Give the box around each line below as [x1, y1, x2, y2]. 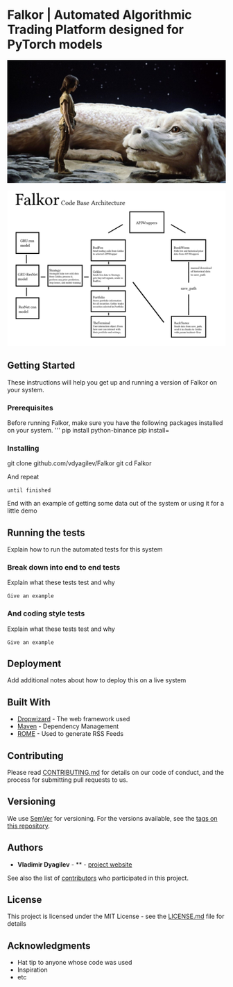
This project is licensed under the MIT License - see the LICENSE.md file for [7, 912, 225, 921]
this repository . [7, 821, 51, 830]
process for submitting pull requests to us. [7, 776, 128, 784]
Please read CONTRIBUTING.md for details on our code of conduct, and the [7, 769, 224, 777]
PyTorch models [7, 37, 103, 52]
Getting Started [7, 360, 76, 371]
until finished [7, 487, 51, 494]
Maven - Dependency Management [17, 722, 119, 730]
